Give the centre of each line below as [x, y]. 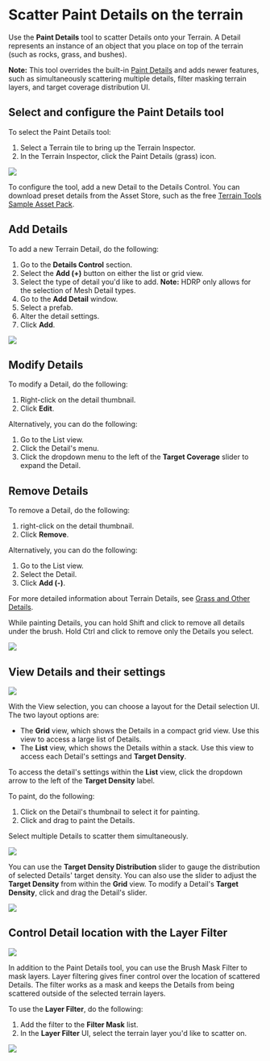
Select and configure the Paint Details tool [116, 113]
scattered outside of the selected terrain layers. [87, 993]
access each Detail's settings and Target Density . [103, 756]
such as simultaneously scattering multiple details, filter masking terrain [128, 78]
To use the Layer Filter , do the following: [76, 1009]
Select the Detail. [48, 574]
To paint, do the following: [52, 796]
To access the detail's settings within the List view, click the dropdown [126, 772]
